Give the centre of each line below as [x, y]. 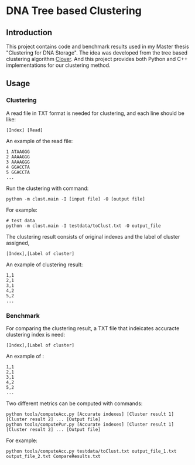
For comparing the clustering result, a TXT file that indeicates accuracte [93, 328]
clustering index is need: [36, 334]
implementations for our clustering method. [58, 65]
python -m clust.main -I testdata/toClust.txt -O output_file [83, 226]
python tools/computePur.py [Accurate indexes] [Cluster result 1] [90, 424]
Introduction [29, 33]
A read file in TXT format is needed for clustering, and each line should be [95, 113]
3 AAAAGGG [18, 162]
